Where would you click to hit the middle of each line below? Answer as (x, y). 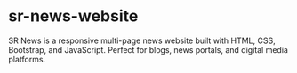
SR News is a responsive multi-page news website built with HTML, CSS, (142, 40)
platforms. (27, 59)
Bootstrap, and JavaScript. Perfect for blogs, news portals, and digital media (148, 49)
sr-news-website (73, 16)
